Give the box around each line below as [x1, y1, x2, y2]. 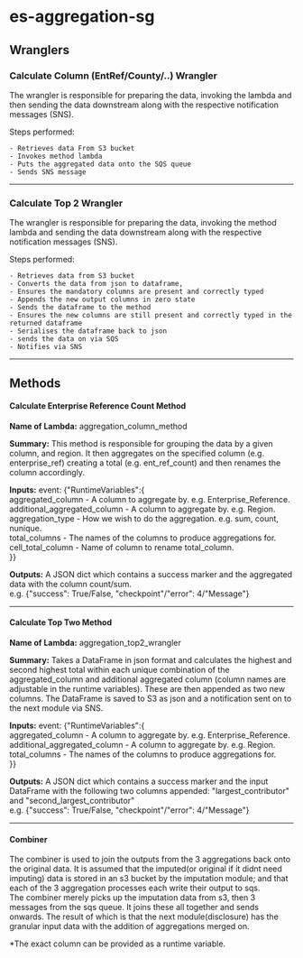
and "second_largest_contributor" [9, 795, 135, 806]
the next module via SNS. [9, 702, 104, 714]
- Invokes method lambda [9, 152, 103, 161]
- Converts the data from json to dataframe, [9, 280, 183, 289]
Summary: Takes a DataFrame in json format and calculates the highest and [9, 654, 292, 665]
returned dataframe [9, 318, 83, 328]
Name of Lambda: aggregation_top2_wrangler [9, 637, 182, 648]
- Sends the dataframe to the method [9, 303, 151, 312]
